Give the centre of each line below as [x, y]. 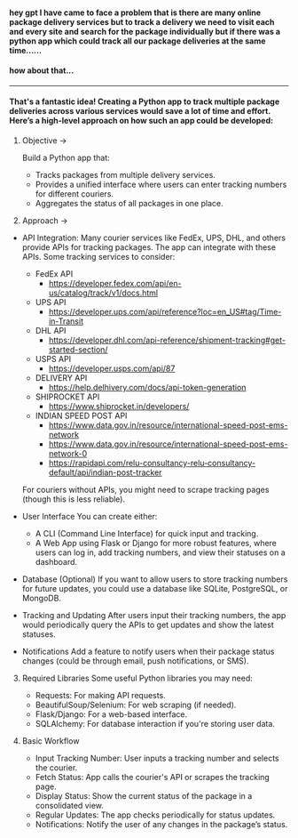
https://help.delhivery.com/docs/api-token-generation [147, 387]
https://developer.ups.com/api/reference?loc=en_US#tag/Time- [165, 312]
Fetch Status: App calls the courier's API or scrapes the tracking [153, 777]
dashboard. [56, 562]
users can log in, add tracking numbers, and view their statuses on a [160, 552]
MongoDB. [42, 598]
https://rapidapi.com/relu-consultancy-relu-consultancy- [152, 463]
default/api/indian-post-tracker [105, 472]
